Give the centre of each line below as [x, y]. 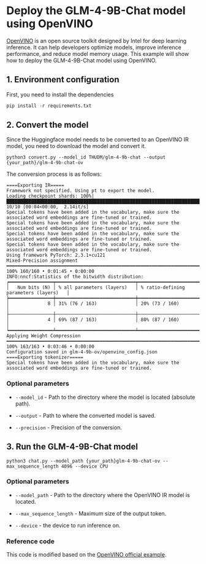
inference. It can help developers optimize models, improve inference [94, 47]
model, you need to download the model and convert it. [76, 146]
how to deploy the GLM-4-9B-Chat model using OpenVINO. [82, 60]
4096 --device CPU [85, 466]
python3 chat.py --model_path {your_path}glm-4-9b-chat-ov [83, 461]
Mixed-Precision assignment [42, 261]
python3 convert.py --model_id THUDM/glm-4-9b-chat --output [86, 157]
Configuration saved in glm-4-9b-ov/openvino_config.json [82, 352]
